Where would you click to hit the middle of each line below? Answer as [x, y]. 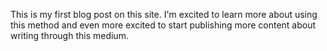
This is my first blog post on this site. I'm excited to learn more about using [164, 14]
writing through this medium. [69, 35]
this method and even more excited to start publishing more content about [163, 25]
